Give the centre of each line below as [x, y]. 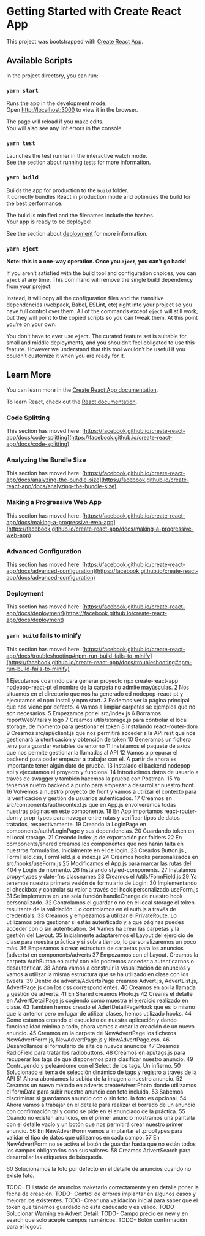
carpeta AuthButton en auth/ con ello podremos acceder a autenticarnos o [100, 961]
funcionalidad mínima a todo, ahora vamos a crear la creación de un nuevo [100, 1026]
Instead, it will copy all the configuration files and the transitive [85, 298]
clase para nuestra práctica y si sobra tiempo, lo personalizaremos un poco [102, 941]
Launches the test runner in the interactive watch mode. [77, 156]
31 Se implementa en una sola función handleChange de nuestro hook [95, 896]
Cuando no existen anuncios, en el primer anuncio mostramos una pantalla [101, 1117]
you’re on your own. [32, 324]
